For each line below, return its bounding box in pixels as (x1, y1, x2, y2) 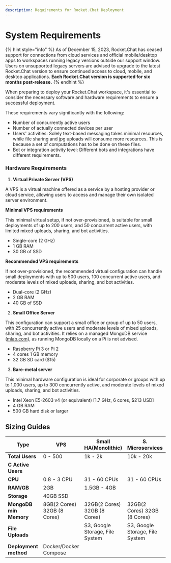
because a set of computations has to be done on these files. (12, 141, 141, 147)
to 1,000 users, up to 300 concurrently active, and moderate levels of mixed (5, 381, 164, 388)
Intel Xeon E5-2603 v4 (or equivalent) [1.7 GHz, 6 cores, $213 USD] (12, 397, 154, 403)
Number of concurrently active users (12, 119, 91, 126)
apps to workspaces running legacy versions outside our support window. (5, 57, 160, 63)
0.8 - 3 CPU (43, 476, 73, 483)
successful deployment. (5, 100, 56, 106)
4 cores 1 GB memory (12, 351, 59, 357)
